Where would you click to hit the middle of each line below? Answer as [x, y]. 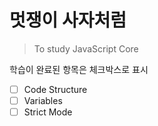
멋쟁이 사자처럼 [68, 20]
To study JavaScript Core [86, 48]
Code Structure [55, 89]
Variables [43, 100]
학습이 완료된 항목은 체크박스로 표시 [79, 69]
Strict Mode [48, 112]
